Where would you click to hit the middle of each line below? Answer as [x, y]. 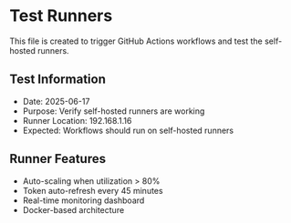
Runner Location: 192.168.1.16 [77, 120]
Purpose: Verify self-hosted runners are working [114, 111]
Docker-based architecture [73, 209]
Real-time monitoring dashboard [83, 200]
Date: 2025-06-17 [56, 101]
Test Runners [61, 16]
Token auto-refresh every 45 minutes [93, 190]
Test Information [58, 80]
